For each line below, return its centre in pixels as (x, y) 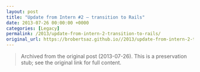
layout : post (22, 12)
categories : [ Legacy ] (33, 28)
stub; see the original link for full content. (71, 62)
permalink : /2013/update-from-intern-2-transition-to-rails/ (84, 34)
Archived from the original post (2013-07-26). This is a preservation (104, 56)
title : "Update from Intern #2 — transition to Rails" (76, 17)
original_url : (24, 39)
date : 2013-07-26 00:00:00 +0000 (48, 23)
